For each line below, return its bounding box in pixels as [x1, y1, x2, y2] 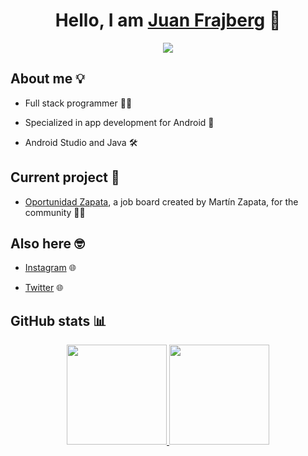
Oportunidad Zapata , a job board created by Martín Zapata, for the [24, 195, 299, 208]
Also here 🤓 [10, 235, 85, 252]
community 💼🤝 [24, 206, 86, 218]
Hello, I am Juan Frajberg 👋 [54, 9, 282, 32]
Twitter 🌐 [24, 282, 64, 294]
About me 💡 [10, 70, 85, 88]
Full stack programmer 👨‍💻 [24, 97, 133, 109]
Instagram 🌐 [24, 262, 77, 274]
